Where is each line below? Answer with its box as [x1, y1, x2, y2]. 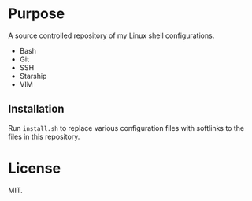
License [8, 159, 61, 177]
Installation [8, 102, 65, 116]
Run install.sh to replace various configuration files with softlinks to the [8, 123, 245, 132]
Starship [19, 71, 47, 80]
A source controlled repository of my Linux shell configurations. [8, 31, 215, 40]
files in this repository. [8, 132, 80, 141]
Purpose [8, 5, 65, 23]
